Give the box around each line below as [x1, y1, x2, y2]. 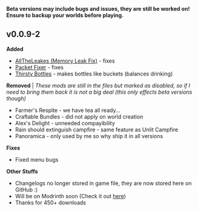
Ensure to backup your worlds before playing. [6, 12, 124, 19]
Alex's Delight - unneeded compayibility [15, 119, 115, 126]
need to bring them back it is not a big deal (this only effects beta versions [6, 88, 193, 95]
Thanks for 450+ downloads [15, 199, 87, 206]
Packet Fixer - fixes [15, 63, 64, 71]
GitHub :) [15, 185, 38, 193]
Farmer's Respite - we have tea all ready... [15, 106, 120, 114]
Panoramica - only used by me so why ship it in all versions [15, 132, 163, 139]
